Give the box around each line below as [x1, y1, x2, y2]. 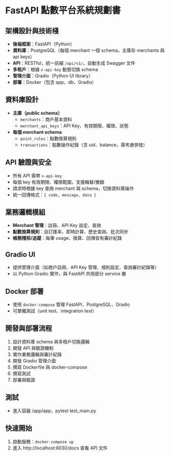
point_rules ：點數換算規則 [20, 135, 77, 141]
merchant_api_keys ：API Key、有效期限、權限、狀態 [20, 123, 129, 129]
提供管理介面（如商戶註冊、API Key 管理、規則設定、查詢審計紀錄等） [12, 264, 159, 270]
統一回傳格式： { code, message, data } [12, 191, 96, 197]
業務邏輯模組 [5, 208, 46, 217]
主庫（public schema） [12, 110, 62, 116]
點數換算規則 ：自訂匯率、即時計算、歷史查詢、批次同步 [12, 229, 128, 235]
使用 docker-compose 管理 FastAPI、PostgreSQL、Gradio [12, 301, 130, 308]
